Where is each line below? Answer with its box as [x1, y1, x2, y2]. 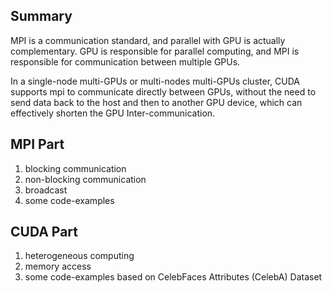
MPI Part [10, 136, 65, 153]
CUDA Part [10, 224, 79, 241]
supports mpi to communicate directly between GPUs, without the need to [10, 85, 317, 98]
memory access [24, 260, 92, 273]
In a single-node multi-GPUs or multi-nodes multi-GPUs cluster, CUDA [10, 75, 300, 87]
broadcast [24, 184, 68, 196]
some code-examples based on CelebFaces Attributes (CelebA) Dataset [24, 271, 323, 283]
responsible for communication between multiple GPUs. [10, 55, 241, 68]
